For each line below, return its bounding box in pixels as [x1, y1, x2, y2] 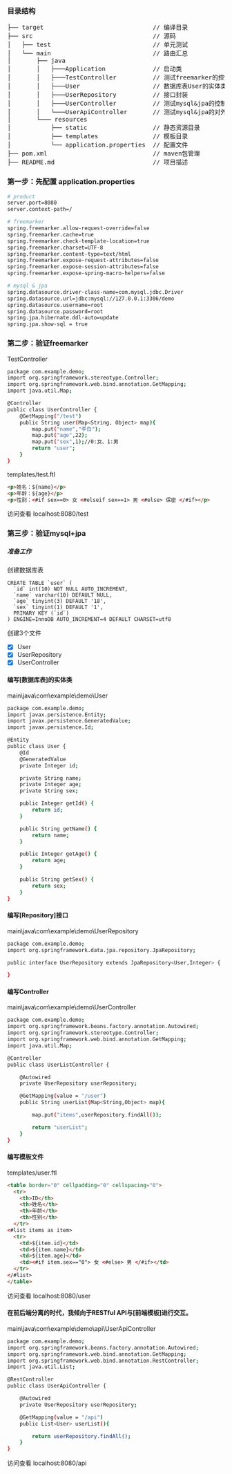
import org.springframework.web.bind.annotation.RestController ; [7, 1357, 199, 1364]
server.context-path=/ [7, 206, 72, 213]
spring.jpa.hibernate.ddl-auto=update [7, 315, 119, 321]
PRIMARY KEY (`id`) [13, 610, 70, 617]
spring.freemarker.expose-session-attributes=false [7, 263, 159, 270]
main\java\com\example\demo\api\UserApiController [7, 1324, 156, 1332]
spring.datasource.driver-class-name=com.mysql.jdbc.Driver [7, 288, 184, 295]
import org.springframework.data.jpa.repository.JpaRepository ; [7, 946, 196, 953]
